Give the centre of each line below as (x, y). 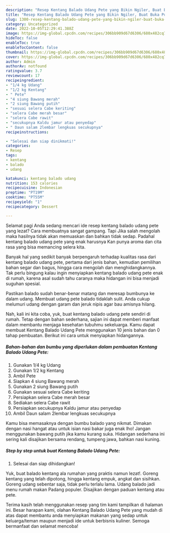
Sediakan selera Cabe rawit (42, 403)
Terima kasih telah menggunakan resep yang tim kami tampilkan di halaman (84, 504)
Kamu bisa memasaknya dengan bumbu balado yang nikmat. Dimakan (79, 423)
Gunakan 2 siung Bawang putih (45, 386)
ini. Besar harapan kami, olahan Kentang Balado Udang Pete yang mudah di (84, 510)
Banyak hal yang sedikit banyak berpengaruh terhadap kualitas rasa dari (81, 257)
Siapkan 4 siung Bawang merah (46, 381)
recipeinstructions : (27, 132)
